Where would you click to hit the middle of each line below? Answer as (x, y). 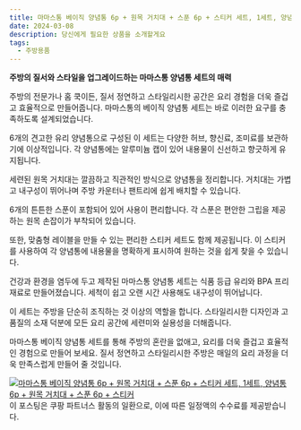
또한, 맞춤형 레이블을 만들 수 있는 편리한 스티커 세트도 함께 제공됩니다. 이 (136, 240)
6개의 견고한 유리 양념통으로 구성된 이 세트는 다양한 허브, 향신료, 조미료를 (137, 138)
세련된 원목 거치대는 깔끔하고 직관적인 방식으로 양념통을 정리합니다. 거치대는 (142, 179)
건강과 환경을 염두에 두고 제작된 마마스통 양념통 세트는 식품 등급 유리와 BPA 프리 (149, 281)
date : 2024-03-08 (42, 26)
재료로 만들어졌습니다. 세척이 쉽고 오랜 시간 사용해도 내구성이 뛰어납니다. (136, 293)
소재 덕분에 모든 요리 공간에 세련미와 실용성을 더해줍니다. (132, 322)
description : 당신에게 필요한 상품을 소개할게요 (87, 34)
